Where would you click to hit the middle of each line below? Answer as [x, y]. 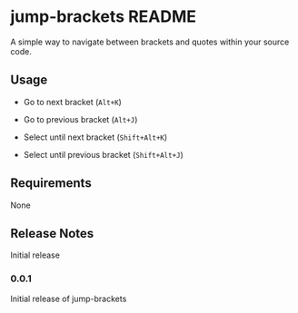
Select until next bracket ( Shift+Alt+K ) [95, 137]
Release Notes [52, 233]
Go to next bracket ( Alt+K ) [72, 102]
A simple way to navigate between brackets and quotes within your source [150, 42]
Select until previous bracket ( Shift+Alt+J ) [104, 154]
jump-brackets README [103, 17]
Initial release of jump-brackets [69, 298]
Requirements [51, 183]
